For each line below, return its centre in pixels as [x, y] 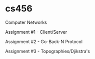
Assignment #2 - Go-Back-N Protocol [44, 41]
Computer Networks [26, 22]
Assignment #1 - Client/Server [36, 32]
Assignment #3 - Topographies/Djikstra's [47, 51]
